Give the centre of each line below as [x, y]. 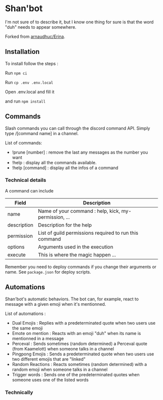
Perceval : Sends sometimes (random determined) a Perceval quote [80, 344]
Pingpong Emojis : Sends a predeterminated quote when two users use [83, 354]
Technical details [26, 180]
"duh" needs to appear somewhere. [41, 27]
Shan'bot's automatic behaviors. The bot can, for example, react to [72, 299]
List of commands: [24, 143]
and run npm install [25, 101]
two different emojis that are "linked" [49, 359]
